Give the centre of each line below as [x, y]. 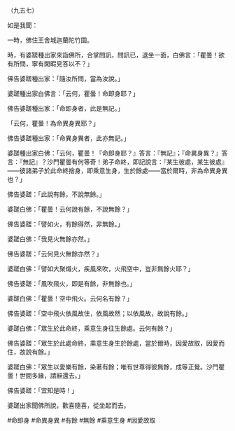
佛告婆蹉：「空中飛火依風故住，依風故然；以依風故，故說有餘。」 [99, 313]
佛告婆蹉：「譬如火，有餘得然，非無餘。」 [65, 224]
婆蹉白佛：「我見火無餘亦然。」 [50, 239]
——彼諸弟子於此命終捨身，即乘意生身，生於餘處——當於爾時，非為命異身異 [117, 171]
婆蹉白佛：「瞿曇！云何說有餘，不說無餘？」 [70, 209]
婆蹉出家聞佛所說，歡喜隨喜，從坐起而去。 [69, 405]
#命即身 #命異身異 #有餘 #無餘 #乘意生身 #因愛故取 [81, 420]
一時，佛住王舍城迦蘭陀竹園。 [50, 40]
